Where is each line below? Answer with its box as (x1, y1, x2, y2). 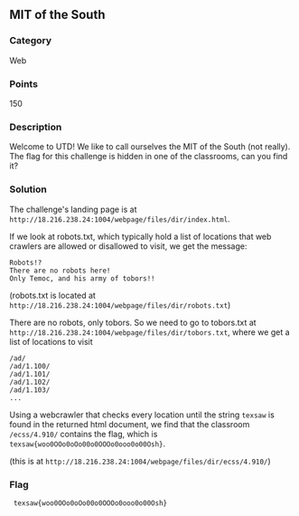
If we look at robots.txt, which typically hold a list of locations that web (9, 231, 272, 242)
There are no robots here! (9, 266, 111, 275)
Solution (9, 183, 48, 196)
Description (9, 120, 62, 133)
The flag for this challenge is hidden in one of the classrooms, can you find (9, 151, 288, 162)
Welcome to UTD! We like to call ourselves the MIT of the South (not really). (9, 141, 291, 152)
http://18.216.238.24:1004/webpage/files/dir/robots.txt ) (9, 299, 231, 311)
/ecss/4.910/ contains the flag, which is (9, 428, 158, 439)
